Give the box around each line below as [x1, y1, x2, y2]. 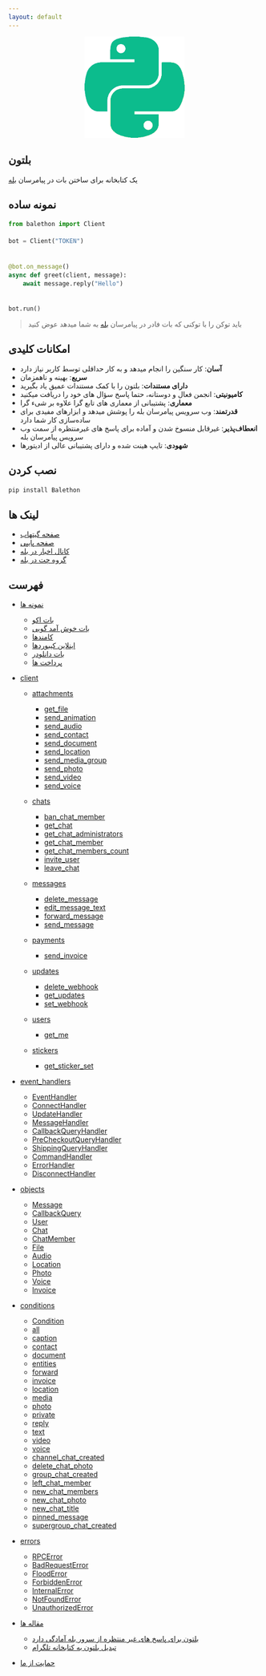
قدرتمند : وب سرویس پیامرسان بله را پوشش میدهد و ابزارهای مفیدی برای [19, 406, 238, 416]
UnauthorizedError [31, 1603, 94, 1613]
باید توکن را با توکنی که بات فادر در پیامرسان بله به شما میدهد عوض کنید [27, 319, 242, 329]
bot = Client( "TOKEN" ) [8, 237, 84, 245]
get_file [43, 704, 69, 714]
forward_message [43, 911, 104, 921]
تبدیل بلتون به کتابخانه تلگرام [31, 1642, 117, 1652]
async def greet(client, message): [8, 271, 127, 279]
